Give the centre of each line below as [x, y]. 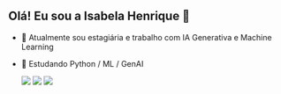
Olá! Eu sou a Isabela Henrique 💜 [99, 16]
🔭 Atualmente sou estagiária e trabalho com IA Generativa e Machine [146, 37]
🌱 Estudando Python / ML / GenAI [82, 63]
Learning [37, 47]
